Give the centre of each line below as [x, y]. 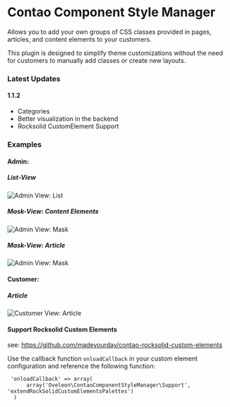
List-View [22, 178]
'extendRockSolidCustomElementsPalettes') [71, 391]
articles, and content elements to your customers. [79, 39]
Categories [34, 111]
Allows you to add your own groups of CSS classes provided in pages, [109, 32]
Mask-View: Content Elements [53, 212]
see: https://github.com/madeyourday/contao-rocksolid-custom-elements [115, 345]
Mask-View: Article [36, 245]
